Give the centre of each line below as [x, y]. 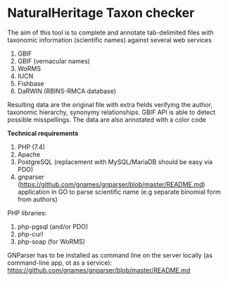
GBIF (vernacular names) [53, 61]
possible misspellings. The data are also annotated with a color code [107, 119]
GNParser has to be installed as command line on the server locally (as [110, 255]
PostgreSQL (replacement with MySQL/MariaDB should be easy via [115, 162]
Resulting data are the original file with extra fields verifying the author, [110, 104]
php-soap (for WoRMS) [51, 242]
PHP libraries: [27, 213]
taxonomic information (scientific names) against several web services [110, 39]
